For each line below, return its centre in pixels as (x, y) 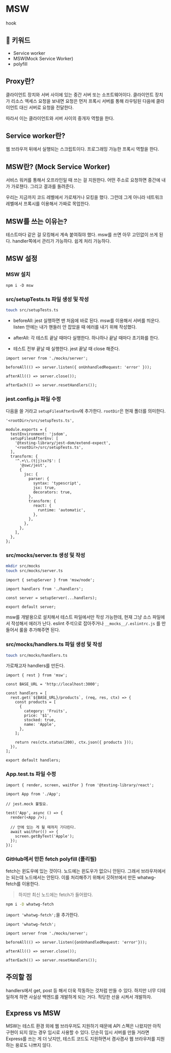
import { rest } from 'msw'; (37, 675)
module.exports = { (26, 430)
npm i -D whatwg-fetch (30, 904)
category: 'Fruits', (46, 711)
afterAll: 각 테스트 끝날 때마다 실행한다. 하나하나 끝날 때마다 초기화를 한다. (86, 337)
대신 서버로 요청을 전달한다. (46, 107)
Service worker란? (36, 136)
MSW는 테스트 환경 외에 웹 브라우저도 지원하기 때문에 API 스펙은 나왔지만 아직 (83, 1026)
